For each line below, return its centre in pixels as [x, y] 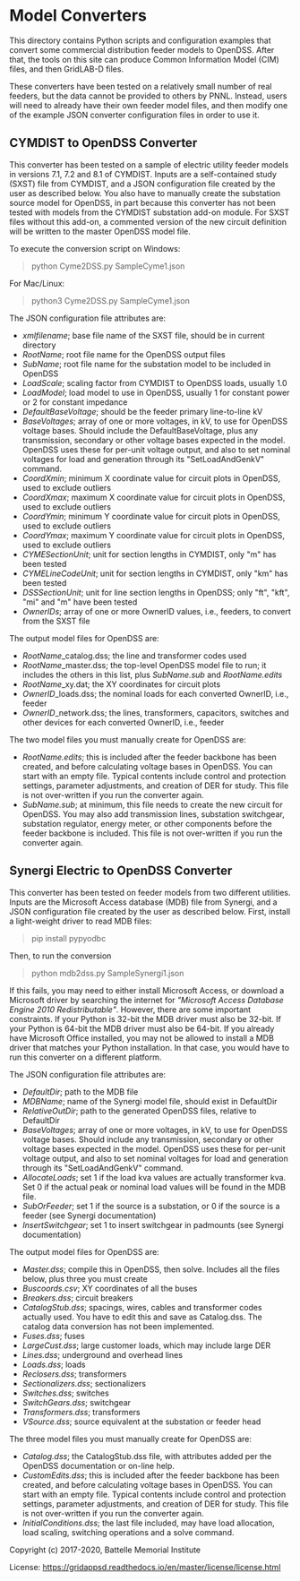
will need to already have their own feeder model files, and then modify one [149, 105]
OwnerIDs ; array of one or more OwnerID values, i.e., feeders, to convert [156, 611]
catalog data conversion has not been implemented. [118, 1326]
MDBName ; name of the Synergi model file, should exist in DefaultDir [150, 1101]
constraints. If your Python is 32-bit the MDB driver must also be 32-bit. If [146, 1018]
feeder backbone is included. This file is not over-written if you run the [152, 833]
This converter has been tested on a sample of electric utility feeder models [149, 164]
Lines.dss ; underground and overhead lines [103, 1354]
